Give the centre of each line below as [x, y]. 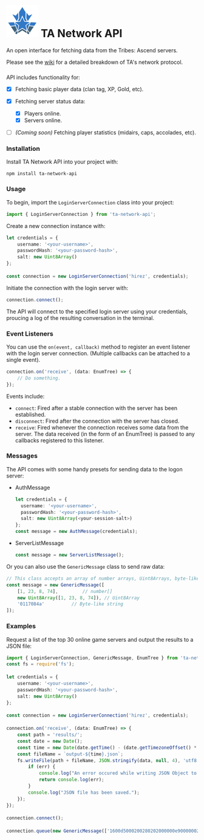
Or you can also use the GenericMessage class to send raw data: [86, 566]
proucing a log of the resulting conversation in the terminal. [80, 318]
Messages [22, 456]
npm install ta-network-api [42, 174]
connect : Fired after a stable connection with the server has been [96, 408]
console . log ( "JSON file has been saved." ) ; [84, 793]
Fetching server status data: [50, 101]
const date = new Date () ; [50, 741]
